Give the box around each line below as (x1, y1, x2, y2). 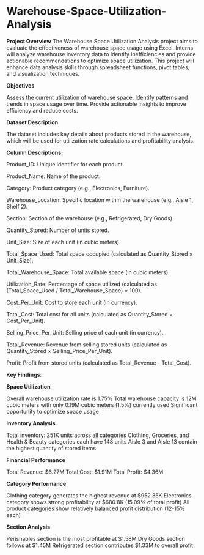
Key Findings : (6, 371, 42, 378)
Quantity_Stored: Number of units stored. (6, 226, 109, 234)
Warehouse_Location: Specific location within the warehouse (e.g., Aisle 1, (6, 196, 194, 203)
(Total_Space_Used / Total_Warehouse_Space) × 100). (6, 286, 142, 294)
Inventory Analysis (6, 419, 56, 426)
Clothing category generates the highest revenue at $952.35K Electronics (6, 491, 192, 499)
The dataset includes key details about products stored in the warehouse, (6, 130, 192, 138)
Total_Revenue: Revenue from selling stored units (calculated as (6, 341, 167, 348)
